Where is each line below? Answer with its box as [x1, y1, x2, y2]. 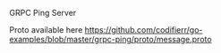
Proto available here [9, 25, 83, 34]
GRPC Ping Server [9, 8, 77, 18]
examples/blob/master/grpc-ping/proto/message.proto [9, 34, 212, 44]
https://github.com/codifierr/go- [84, 25, 203, 34]
